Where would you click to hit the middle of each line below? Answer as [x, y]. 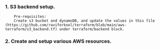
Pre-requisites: [30, 17]
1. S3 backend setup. [30, 7]
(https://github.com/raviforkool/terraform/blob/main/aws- [66, 25]
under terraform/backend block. [92, 29]
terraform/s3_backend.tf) [31, 29]
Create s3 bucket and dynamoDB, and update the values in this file [84, 21]
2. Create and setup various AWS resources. [58, 41]
